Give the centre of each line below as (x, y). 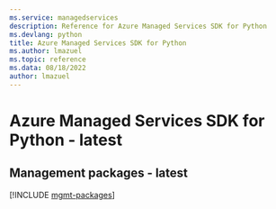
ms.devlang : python (46, 34)
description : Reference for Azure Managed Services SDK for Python (138, 26)
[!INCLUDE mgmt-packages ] (62, 195)
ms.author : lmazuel (46, 51)
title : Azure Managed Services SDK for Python (98, 43)
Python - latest (66, 140)
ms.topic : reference (48, 59)
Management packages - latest (99, 173)
